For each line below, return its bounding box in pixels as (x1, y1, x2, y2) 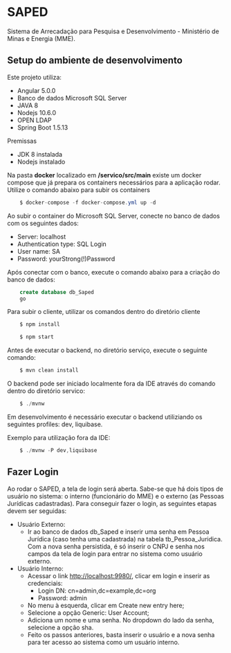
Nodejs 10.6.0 (17, 108, 57, 116)
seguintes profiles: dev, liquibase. (7, 420, 103, 428)
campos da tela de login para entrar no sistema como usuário (27, 549, 203, 558)
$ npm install (19, 321, 60, 328)
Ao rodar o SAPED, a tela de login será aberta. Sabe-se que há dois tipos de (7, 485, 223, 493)
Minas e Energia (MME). (7, 34, 76, 42)
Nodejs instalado (17, 157, 66, 166)
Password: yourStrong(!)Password (17, 254, 115, 263)
